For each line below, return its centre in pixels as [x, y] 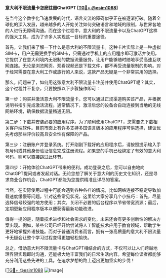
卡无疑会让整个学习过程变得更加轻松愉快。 [48, 238]
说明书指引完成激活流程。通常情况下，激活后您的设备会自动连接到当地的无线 [83, 105]
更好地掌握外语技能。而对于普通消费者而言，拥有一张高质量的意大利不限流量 [83, 231]
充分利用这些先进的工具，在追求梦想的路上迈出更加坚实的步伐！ [70, 260]
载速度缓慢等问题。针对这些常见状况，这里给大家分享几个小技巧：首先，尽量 [83, 196]
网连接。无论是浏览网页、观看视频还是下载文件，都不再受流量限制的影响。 [81, 66]
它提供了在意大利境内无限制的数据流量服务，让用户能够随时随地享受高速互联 [83, 59]
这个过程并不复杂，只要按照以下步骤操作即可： [53, 88]
